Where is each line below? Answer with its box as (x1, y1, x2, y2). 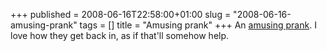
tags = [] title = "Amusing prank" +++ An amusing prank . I (79, 19, 317, 31)
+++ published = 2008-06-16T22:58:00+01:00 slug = (10, 9, 232, 20)
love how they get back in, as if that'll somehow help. (10, 30, 230, 41)
